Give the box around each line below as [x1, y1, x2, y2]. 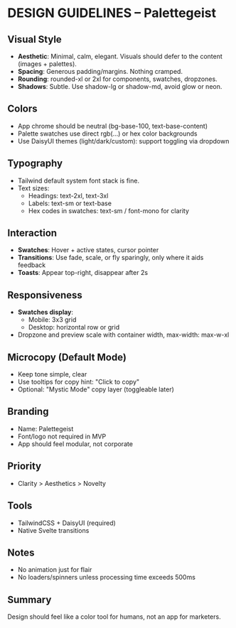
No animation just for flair [17, 565, 92, 574]
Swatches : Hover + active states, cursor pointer [17, 246, 159, 254]
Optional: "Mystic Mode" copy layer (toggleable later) [17, 385, 174, 394]
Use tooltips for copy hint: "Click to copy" [17, 378, 140, 386]
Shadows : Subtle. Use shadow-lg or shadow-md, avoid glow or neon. [17, 82, 222, 90]
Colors [7, 103, 38, 115]
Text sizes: [17, 183, 50, 193]
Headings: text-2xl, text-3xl [28, 191, 109, 200]
